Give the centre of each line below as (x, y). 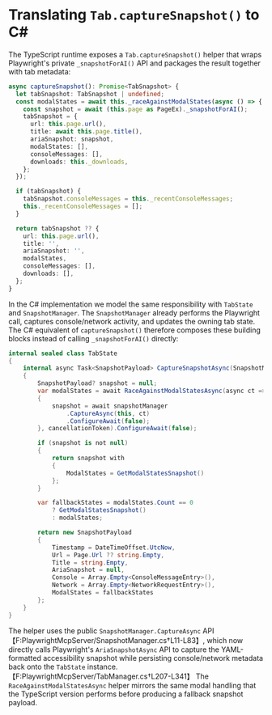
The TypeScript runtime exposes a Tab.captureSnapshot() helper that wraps (135, 54)
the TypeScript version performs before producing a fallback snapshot (126, 694)
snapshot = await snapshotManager (110, 406)
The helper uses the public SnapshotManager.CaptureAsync (104, 630)
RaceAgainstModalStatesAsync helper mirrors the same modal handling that (132, 685)
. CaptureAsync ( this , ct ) (108, 413)
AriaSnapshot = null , (88, 570)
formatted (25, 658)
